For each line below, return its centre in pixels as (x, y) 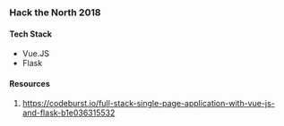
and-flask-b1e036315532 (69, 113)
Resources (30, 83)
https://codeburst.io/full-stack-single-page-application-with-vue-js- (148, 104)
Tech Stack (30, 34)
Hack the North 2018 (55, 13)
